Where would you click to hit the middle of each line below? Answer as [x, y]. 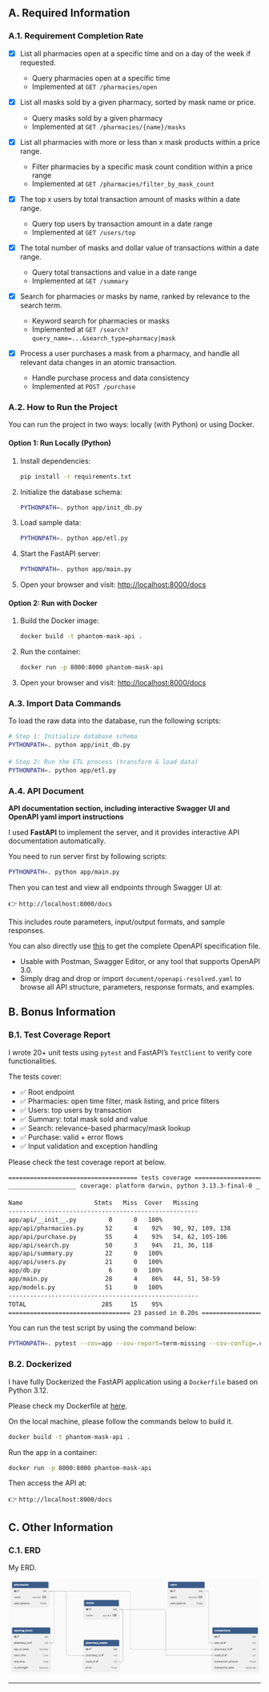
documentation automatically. [57, 841]
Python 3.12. [28, 1390]
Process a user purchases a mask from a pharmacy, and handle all [130, 354]
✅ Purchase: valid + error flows [72, 1137]
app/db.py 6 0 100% [85, 1271]
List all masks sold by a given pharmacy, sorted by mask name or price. [138, 102]
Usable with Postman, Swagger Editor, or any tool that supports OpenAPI [140, 961]
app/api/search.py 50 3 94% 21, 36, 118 [111, 1245]
